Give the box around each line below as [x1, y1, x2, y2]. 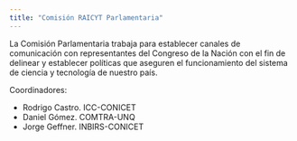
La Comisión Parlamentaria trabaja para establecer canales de [9, 38, 241, 49]
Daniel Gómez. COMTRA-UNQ [22, 111, 135, 122]
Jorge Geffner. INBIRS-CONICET [22, 121, 144, 132]
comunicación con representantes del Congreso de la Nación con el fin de [9, 47, 286, 59]
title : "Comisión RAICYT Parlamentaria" [9, 13, 164, 23]
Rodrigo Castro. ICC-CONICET [22, 101, 137, 113]
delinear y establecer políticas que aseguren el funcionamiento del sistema [9, 57, 289, 68]
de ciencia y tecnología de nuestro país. [9, 67, 158, 78]
